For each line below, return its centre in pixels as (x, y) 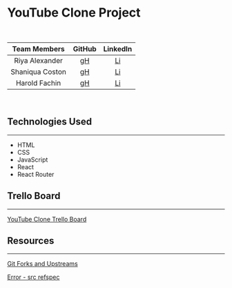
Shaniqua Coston (39, 72)
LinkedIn (118, 48)
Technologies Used (49, 122)
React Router (36, 174)
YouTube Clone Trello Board (47, 219)
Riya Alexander (38, 60)
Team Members (38, 48)
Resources (31, 241)
